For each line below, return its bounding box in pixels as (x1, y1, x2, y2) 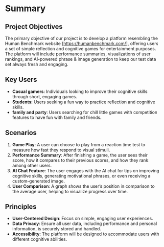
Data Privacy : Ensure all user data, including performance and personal (12, 221, 157, 226)
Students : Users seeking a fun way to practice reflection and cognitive (12, 99, 156, 105)
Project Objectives (5, 22, 63, 31)
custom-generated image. (12, 178, 65, 184)
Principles (5, 202, 37, 211)
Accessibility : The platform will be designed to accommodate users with (12, 231, 159, 237)
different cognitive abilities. (12, 236, 67, 242)
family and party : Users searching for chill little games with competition (12, 109, 158, 115)
